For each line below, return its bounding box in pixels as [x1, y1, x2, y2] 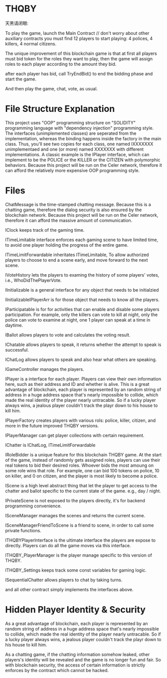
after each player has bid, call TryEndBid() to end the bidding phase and [5, 70, 153, 76]
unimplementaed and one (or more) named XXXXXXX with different [5, 146, 144, 152]
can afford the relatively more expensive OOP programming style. [5, 167, 140, 173]
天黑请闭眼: [5, 20, 29, 26]
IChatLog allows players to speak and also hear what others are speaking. [5, 356, 157, 362]
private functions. [5, 527, 41, 533]
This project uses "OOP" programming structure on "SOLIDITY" [5, 119, 136, 125]
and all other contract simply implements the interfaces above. [5, 586, 134, 592]
